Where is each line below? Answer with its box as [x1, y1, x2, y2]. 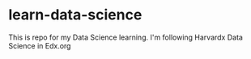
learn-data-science [8, 6, 143, 24]
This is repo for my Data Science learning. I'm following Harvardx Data [8, 32, 243, 42]
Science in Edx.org [8, 40, 71, 50]
